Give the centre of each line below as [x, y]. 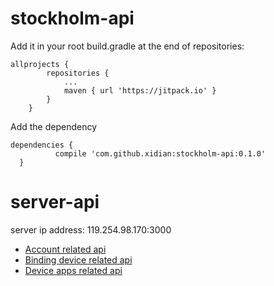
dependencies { [42, 145]
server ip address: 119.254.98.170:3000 [91, 229]
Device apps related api [73, 270]
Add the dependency [54, 126]
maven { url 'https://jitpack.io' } [140, 90]
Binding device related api [78, 259]
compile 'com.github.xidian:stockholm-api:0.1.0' [160, 153]
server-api [55, 202]
